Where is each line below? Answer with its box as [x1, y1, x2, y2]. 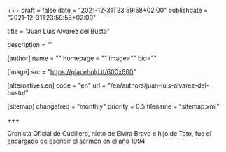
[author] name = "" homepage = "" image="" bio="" [7, 54, 157, 62]
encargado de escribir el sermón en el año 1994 [7, 137, 146, 145]
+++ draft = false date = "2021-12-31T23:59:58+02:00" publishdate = [7, 6, 209, 14]
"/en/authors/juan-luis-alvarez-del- [107, 81, 210, 90]
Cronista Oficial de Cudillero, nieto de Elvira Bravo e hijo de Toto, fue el [7, 130, 212, 137]
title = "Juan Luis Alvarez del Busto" [7, 27, 111, 35]
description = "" [7, 41, 54, 48]
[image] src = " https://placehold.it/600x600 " [7, 68, 136, 76]
